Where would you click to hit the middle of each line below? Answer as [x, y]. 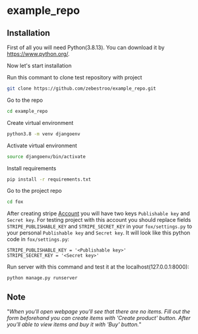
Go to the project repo [35, 191]
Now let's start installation [39, 65]
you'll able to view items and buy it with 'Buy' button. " [74, 324]
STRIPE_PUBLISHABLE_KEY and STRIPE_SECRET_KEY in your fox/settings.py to [100, 226]
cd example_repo [27, 111]
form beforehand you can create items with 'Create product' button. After [99, 318]
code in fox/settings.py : [38, 239]
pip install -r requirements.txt [49, 179]
